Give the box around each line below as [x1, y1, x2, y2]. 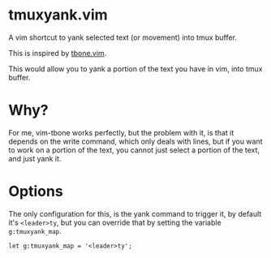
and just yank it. [8, 153, 62, 163]
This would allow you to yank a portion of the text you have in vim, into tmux [8, 63, 263, 74]
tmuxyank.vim [8, 6, 108, 24]
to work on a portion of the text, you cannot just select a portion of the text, [8, 144, 260, 155]
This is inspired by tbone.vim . [8, 48, 107, 58]
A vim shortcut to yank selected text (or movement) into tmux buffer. [8, 32, 238, 42]
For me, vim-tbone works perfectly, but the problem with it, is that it [8, 127, 234, 137]
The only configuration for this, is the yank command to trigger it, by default [8, 209, 262, 218]
